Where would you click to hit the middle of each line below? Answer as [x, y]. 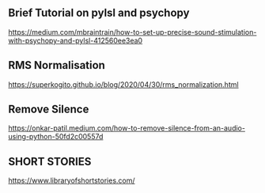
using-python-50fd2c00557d [56, 137]
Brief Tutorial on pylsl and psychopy [99, 13]
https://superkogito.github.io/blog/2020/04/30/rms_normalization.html [123, 84]
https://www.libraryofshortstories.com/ [72, 180]
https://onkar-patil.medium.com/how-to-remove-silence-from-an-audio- [127, 128]
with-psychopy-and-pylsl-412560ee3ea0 [76, 40]
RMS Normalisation [57, 65]
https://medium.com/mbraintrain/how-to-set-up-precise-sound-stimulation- [132, 32]
